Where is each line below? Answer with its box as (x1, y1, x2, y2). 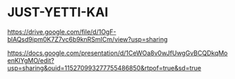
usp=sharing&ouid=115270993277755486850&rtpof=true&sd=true (7, 63, 202, 72)
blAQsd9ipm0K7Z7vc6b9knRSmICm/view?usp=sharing (7, 35, 168, 43)
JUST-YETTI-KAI (7, 4, 109, 20)
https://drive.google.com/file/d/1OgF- (7, 28, 116, 36)
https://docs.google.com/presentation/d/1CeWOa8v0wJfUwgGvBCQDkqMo (7, 49, 228, 57)
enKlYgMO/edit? (7, 56, 54, 64)
